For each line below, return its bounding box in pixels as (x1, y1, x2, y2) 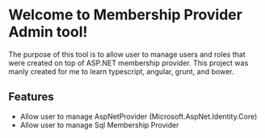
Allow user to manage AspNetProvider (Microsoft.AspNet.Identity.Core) (19, 111, 258, 121)
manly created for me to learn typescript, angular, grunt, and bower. (8, 66, 234, 76)
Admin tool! (8, 23, 88, 41)
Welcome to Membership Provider (8, 6, 242, 24)
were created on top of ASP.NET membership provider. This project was (8, 58, 249, 68)
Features (8, 90, 54, 104)
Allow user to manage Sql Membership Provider (19, 119, 179, 130)
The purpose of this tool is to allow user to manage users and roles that (8, 49, 246, 59)
